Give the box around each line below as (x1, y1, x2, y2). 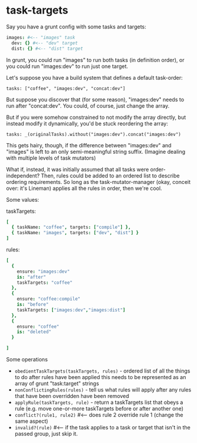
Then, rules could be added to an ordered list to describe (41, 172, 180, 179)
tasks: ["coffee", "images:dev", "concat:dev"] (6, 85, 126, 92)
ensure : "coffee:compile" (17, 296, 81, 302)
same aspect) (14, 418, 49, 425)
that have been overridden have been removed (14, 393, 130, 400)
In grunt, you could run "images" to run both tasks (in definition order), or (6, 56, 185, 63)
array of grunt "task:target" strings (14, 380, 99, 387)
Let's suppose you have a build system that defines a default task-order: (6, 74, 183, 81)
